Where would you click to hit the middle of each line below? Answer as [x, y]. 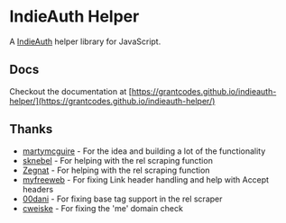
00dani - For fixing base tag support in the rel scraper [122, 199]
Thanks [31, 129]
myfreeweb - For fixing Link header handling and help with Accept [145, 179]
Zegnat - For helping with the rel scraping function [116, 170]
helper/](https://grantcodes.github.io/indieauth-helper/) [112, 101]
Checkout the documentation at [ [71, 91]
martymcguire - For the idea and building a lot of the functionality [144, 151]
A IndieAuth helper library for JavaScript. [85, 41]
